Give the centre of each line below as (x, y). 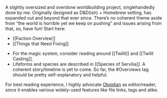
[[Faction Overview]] (34, 38)
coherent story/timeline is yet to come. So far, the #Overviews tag (80, 69)
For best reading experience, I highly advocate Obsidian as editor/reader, (81, 84)
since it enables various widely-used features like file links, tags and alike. (82, 90)
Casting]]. (23, 59)
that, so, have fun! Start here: (35, 29)
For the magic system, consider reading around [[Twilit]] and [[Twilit (83, 53)
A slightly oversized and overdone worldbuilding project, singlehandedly (80, 7)
